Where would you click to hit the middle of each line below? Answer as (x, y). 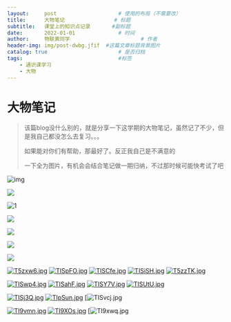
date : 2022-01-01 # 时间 (71, 33)
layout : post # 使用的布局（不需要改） (94, 13)
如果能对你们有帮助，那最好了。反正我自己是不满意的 (100, 151)
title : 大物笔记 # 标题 (69, 20)
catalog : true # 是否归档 (76, 52)
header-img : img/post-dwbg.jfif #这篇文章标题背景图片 (84, 46)
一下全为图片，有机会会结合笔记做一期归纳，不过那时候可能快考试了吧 (124, 165)
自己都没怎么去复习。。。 (70, 137)
